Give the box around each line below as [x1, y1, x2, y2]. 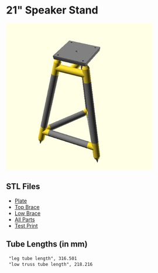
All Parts [14, 215, 35, 223]
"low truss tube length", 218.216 [8, 261, 93, 267]
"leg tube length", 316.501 [8, 255, 77, 261]
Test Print [14, 222, 38, 229]
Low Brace [14, 210, 41, 217]
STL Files [6, 181, 40, 191]
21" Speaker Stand [6, 4, 98, 17]
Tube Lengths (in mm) [6, 239, 88, 250]
